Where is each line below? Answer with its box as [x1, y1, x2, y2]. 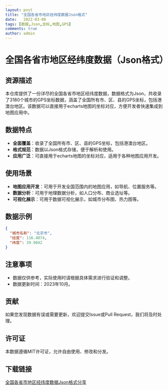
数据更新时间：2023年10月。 [12, 281, 73, 287]
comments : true [5, 26, 37, 31]
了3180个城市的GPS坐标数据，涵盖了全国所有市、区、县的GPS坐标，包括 [5, 97, 158, 103]
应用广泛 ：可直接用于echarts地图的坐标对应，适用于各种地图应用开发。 [12, 152, 162, 159]
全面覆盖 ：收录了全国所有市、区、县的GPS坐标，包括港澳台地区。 [12, 140, 151, 146]
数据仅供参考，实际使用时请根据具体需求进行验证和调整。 [12, 275, 133, 281]
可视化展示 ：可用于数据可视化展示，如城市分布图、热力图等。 [12, 196, 142, 202]
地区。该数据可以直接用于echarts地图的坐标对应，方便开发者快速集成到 [14, 103, 163, 109]
